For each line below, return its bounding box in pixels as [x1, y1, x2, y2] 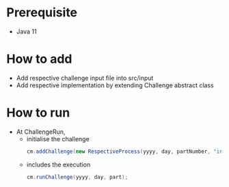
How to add [6, 51, 72, 67]
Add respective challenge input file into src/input [16, 74, 154, 82]
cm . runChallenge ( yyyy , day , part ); [26, 173, 128, 180]
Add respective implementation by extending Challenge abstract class [16, 81, 214, 89]
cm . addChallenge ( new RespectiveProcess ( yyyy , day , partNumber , [26, 148, 211, 155]
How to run [6, 105, 70, 121]
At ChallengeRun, [16, 128, 66, 136]
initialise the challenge [26, 134, 90, 143]
